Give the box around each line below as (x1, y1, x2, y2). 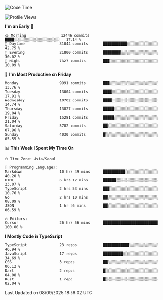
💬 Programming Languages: (5, 165, 57, 170)
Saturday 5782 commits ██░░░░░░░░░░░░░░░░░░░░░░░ (5, 123, 158, 128)
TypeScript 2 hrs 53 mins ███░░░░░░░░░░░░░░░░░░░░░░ (5, 186, 158, 191)
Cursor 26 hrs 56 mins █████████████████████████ (5, 220, 158, 225)
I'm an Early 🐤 (5, 23, 34, 29)
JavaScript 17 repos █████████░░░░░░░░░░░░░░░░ (5, 251, 158, 256)
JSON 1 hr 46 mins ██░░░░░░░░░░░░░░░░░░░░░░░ (5, 203, 158, 208)
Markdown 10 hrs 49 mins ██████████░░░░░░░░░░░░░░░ (5, 169, 158, 174)
